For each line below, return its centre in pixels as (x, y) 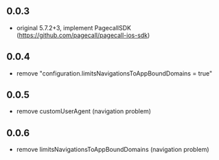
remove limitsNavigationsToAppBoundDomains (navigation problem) (113, 150)
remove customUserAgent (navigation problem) (84, 111)
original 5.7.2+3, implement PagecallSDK (74, 27)
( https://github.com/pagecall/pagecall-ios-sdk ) (83, 35)
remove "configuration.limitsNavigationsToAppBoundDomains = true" (114, 73)
